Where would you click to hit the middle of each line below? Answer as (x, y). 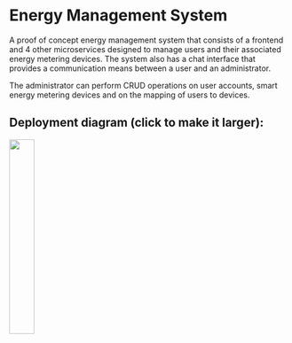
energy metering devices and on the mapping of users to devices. (130, 95)
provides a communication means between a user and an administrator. (140, 68)
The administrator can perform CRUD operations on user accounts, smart (143, 85)
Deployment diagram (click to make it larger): (137, 123)
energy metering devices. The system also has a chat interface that (132, 58)
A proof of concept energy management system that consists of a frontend (146, 40)
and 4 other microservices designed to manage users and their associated (146, 49)
